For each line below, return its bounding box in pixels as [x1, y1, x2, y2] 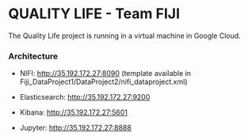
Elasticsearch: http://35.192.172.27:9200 [19, 93, 151, 102]
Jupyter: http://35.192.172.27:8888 [19, 123, 132, 133]
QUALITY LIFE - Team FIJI [8, 5, 181, 23]
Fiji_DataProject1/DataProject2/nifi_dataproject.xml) [19, 77, 188, 87]
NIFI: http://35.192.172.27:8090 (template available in [19, 69, 192, 78]
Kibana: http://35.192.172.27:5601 [19, 108, 128, 117]
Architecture [8, 51, 59, 62]
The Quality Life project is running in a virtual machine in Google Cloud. [8, 31, 242, 40]
